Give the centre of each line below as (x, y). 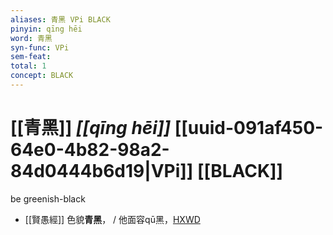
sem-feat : (31, 57)
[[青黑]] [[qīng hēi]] (91, 128)
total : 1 (28, 66)
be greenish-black (48, 198)
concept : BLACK (42, 76)
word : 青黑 (31, 38)
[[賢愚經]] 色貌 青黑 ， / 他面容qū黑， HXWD (112, 219)
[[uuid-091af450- (249, 128)
